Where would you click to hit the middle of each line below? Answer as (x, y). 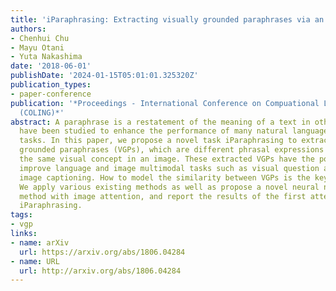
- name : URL (35, 261)
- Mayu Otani (37, 47)
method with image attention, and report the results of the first (163, 196)
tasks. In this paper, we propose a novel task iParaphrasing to (158, 141)
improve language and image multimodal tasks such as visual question (169, 168)
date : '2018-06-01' (51, 66)
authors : (28, 29)
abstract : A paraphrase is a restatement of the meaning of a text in (160, 122)
